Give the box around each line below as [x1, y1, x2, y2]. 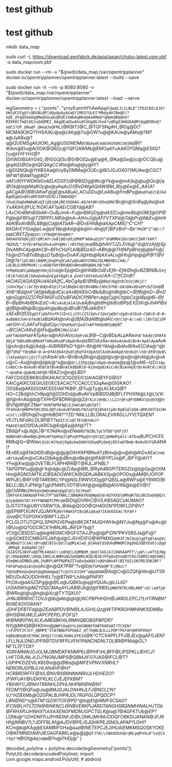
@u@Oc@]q [138, 178, 165, 184]
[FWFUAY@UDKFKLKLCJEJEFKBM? [6, 676, 83, 682]
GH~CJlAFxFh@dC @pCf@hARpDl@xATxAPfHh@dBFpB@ [12, 321, 117, 327]
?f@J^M [6, 736, 20, 742]
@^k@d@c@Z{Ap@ [38, 466, 81, 472]
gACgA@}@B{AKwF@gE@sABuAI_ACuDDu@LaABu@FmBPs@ [6, 189, 139, 195]
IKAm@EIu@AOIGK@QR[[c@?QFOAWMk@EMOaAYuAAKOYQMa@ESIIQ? [6, 145, 161, 151]
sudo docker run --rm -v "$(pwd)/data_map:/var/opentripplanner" [6, 69, 145, 75]
